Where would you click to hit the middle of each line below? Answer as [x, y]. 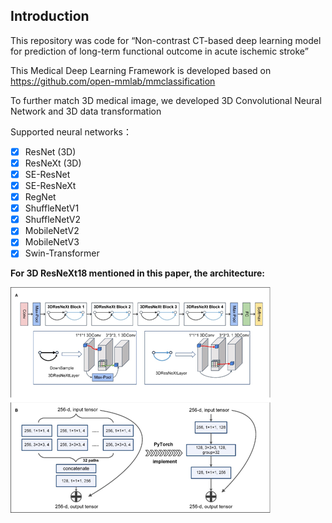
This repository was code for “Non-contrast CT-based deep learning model [166, 40]
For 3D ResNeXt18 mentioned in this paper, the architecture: [138, 273]
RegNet [40, 197]
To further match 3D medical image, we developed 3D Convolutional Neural [166, 100]
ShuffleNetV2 [53, 220]
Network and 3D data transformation [86, 111]
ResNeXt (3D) [53, 163]
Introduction [50, 16]
